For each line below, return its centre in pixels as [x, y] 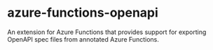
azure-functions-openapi [83, 13]
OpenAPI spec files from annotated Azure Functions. [83, 39]
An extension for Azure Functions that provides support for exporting [107, 32]
